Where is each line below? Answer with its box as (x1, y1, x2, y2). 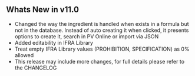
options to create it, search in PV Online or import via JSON (14, 32, 159, 40)
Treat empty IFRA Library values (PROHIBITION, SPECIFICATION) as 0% (14, 45, 190, 52)
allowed (14, 51, 34, 58)
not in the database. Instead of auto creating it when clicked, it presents (14, 27, 189, 34)
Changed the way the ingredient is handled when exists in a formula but (14, 20, 190, 27)
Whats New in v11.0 (6, 5, 80, 15)
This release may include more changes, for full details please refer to (14, 58, 184, 65)
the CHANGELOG (14, 64, 57, 71)
